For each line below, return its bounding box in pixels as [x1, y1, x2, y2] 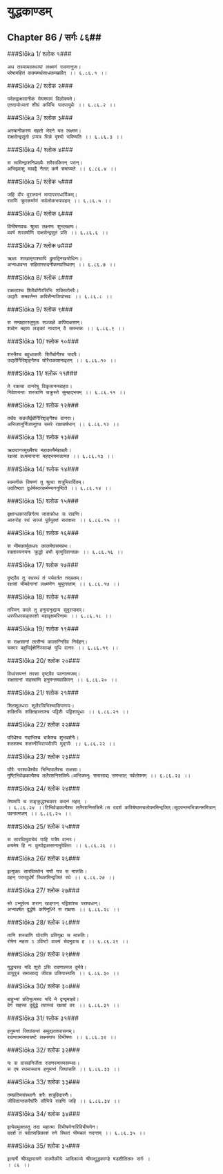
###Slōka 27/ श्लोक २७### [7, 886, 80, 894]
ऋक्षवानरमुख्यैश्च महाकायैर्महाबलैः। [7, 447, 72, 454]
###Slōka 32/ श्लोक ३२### [7, 1046, 81, 1054]
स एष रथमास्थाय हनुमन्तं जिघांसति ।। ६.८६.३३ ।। [7, 1066, 120, 1072]
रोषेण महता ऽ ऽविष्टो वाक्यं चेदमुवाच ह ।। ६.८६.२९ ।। [7, 938, 129, 945]
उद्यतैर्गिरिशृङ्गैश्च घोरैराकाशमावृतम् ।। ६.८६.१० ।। [7, 357, 117, 364]
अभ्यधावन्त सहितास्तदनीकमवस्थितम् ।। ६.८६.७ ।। [7, 261, 116, 268]
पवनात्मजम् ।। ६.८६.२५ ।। [7, 810, 71, 817]
